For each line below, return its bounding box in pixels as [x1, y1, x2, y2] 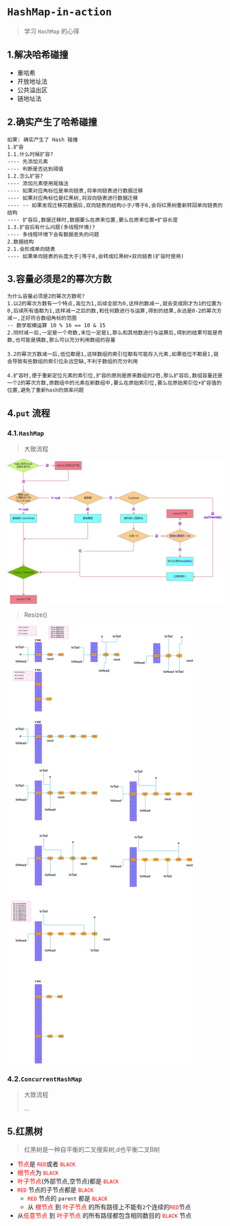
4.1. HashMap [7, 428, 45, 438]
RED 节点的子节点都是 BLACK [16, 1186, 94, 1194]
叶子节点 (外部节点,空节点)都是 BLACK [16, 1177, 119, 1185]
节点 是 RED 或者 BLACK [16, 1159, 76, 1168]
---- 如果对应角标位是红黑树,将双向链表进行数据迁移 [7, 194, 139, 202]
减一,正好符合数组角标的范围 [7, 315, 77, 322]
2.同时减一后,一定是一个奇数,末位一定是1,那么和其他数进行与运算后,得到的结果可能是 [7, 329, 218, 336]
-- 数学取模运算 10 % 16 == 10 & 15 [7, 322, 106, 329]
